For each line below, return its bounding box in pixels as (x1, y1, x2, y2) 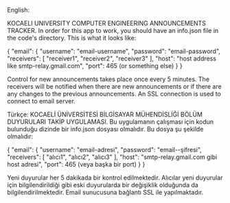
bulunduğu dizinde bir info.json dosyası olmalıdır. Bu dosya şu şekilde (7, 125, 204, 133)
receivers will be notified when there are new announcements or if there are (7, 83, 222, 90)
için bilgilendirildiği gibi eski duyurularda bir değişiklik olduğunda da (7, 181, 199, 189)
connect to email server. (7, 97, 76, 105)
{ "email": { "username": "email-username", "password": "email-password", (7, 47, 221, 55)
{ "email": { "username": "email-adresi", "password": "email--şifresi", (7, 146, 203, 153)
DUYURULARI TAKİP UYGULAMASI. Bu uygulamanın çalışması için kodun (7, 118, 214, 126)
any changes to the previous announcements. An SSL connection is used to (7, 89, 221, 98)
